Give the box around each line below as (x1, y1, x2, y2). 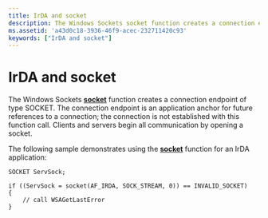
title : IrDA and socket (8, 11, 88, 20)
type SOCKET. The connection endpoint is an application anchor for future (8, 103, 253, 113)
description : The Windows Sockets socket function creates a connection (8, 19, 255, 27)
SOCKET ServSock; (8, 168, 66, 176)
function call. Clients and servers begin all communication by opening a (8, 121, 243, 130)
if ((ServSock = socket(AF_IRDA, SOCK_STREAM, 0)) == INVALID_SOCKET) (8, 182, 248, 190)
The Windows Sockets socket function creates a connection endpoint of (8, 95, 247, 105)
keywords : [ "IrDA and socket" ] (8, 34, 112, 42)
